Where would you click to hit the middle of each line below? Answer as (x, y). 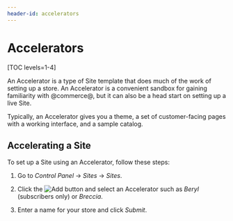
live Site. (19, 103)
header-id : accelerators (43, 14)
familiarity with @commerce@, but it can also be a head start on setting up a (116, 95)
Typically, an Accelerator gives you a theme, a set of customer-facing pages (116, 116)
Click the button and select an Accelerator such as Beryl (108, 189)
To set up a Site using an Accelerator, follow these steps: (89, 162)
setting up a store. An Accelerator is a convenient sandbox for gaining (107, 88)
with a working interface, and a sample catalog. (75, 124)
